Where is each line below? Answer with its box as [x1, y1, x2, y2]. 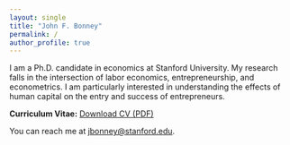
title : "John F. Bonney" [9, 21, 103, 30]
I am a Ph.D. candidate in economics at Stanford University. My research [9, 63, 278, 73]
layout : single [9, 13, 67, 22]
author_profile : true [9, 38, 91, 47]
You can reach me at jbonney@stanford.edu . [9, 126, 176, 137]
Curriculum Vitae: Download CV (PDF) [9, 108, 155, 119]
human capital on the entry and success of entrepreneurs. [9, 91, 225, 102]
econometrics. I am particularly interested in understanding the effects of [9, 81, 281, 92]
